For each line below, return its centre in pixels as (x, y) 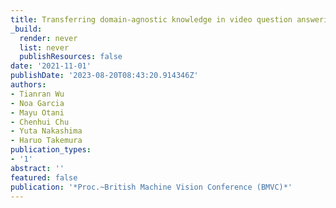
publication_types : (51, 150)
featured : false (44, 177)
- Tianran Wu (37, 94)
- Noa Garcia (37, 103)
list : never (44, 47)
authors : (28, 85)
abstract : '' (37, 168)
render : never (48, 38)
